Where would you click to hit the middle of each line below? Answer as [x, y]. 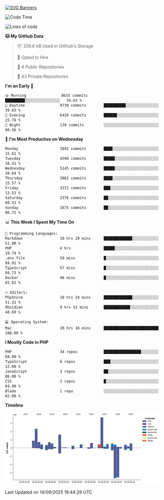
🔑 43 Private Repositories [43, 76]
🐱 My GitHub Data [24, 36]
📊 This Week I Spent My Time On [40, 222]
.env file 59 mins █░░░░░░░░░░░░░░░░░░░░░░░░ [82, 258]
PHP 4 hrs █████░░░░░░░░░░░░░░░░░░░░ [82, 248]
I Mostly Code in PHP [27, 342]
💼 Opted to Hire [33, 57]
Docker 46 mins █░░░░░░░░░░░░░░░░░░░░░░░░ [82, 278]
